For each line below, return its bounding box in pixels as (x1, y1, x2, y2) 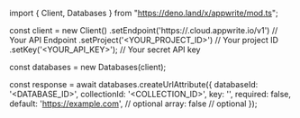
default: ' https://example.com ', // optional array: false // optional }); (9, 98, 258, 109)
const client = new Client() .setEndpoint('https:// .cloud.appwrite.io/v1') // (9, 25, 278, 35)
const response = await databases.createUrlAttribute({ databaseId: (9, 79, 259, 89)
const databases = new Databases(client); (9, 62, 167, 72)
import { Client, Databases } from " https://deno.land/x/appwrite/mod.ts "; (9, 8, 278, 18)
